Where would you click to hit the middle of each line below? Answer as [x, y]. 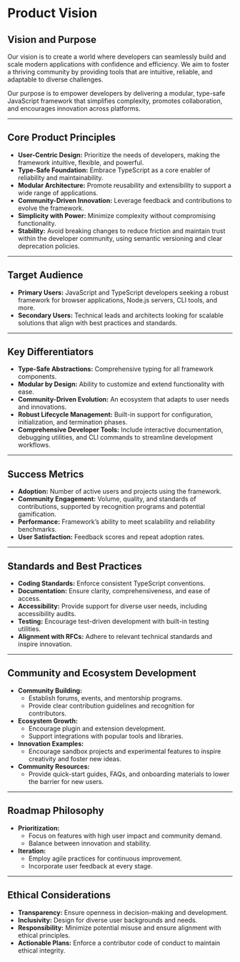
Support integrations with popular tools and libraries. [106, 736]
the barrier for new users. [66, 781]
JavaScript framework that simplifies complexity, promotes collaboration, [115, 101]
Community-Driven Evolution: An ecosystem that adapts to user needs [124, 400]
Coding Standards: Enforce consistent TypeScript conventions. [111, 583]
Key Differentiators [51, 352]
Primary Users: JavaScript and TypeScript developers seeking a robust [123, 292]
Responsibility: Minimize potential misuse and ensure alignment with [119, 928]
